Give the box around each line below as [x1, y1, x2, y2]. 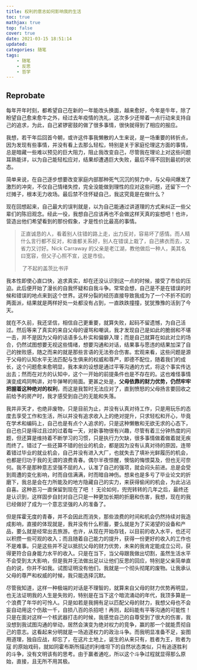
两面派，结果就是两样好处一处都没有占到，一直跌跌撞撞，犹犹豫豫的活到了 [6, 299, 186, 306]
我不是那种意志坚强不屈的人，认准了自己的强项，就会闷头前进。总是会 [16, 464, 186, 471]
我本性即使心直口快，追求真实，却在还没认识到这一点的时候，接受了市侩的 [6, 277, 186, 284]
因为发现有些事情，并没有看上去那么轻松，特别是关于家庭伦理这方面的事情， [6, 142, 191, 149]
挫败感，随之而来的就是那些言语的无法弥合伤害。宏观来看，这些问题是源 [16, 349, 191, 356]
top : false [6, 25, 33, 31]
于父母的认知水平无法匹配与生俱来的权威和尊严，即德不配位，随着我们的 [6, 356, 181, 363]
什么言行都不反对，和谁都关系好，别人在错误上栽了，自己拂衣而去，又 [20, 237, 191, 244]
